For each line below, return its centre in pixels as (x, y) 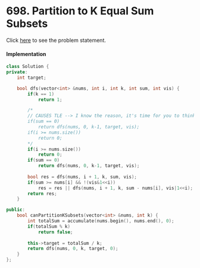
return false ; (55, 232)
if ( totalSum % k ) (49, 226)
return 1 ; (50, 100)
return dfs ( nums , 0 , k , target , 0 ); (73, 249)
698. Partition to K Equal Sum (80, 11)
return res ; (43, 193)
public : (16, 210)
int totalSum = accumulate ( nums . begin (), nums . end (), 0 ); (101, 221)
